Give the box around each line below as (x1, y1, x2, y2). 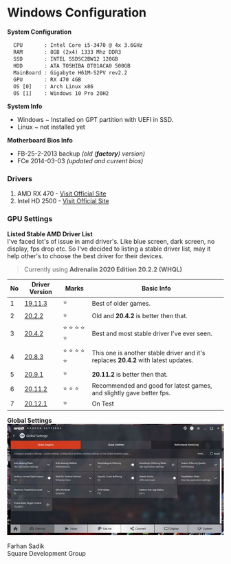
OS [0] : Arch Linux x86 (13, 83, 94, 90)
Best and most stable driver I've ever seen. (91, 329, 212, 338)
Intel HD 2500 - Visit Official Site (16, 197, 109, 205)
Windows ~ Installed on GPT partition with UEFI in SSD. (16, 115, 174, 123)
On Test (91, 399, 115, 408)
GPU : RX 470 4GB (13, 76, 81, 83)
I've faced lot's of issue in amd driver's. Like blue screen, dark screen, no (7, 237, 215, 245)
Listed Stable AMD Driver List (7, 229, 93, 238)
